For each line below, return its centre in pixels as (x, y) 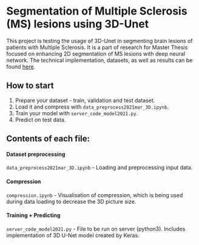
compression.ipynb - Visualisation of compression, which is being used (95, 195)
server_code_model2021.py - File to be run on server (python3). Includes (96, 229)
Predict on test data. (40, 119)
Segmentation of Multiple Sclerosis (97, 11)
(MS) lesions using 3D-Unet (78, 24)
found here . (21, 66)
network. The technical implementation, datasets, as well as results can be (99, 60)
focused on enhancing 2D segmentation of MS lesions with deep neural (96, 53)
